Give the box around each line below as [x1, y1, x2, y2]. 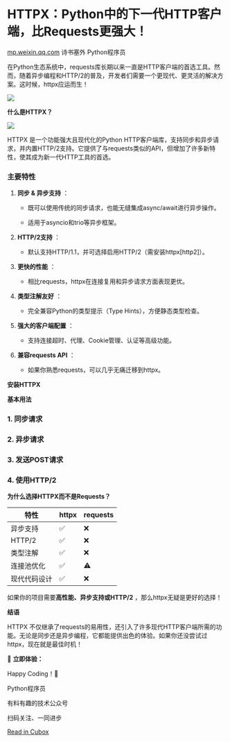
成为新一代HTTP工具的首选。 [30, 153, 115, 161]
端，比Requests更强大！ [7, 24, 148, 40]
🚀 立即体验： [7, 655, 44, 663]
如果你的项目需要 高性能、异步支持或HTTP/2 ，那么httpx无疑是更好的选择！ [7, 594, 222, 602]
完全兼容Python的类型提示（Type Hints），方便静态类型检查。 [27, 307, 203, 316]
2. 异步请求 [7, 435, 44, 445]
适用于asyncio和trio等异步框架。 [27, 218, 121, 227]
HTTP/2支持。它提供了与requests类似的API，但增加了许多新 [37, 144, 210, 153]
